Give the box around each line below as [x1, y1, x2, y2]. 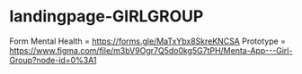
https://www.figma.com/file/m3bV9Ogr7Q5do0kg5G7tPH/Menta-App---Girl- [9, 45, 293, 55]
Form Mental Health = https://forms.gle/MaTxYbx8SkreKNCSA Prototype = [9, 36, 286, 46]
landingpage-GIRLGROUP [9, 6, 204, 27]
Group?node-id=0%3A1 [9, 54, 97, 65]
